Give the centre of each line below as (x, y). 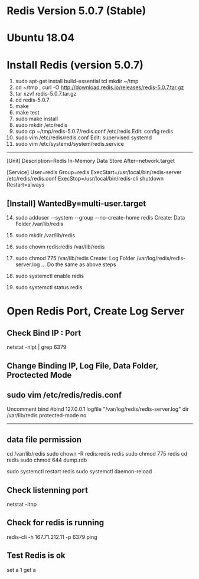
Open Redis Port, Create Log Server (96, 311)
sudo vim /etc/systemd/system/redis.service (70, 144)
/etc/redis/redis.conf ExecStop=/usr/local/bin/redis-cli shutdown (85, 179)
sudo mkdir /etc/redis (41, 125)
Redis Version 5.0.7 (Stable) (76, 11)
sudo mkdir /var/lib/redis (45, 235)
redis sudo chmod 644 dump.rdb (47, 460)
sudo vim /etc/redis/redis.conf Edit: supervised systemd (84, 138)
